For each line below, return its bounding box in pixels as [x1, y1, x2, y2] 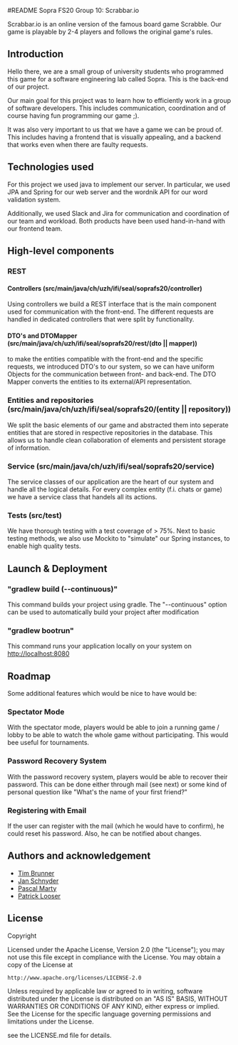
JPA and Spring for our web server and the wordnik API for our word [7, 187, 208, 196]
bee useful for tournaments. [7, 739, 90, 747]
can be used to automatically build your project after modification [7, 607, 200, 616]
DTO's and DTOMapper [7, 331, 78, 340]
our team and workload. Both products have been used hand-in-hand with [7, 216, 226, 225]
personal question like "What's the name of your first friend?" [7, 787, 187, 796]
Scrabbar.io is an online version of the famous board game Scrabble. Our [7, 20, 222, 28]
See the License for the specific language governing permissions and [7, 1009, 212, 1018]
